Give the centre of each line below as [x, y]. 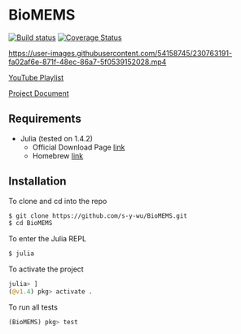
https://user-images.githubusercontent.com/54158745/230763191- [120, 53]
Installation [37, 182]
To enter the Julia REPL [48, 239]
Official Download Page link [79, 147]
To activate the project [46, 269]
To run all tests [33, 307]
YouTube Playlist [36, 77]
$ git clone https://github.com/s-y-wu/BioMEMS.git [98, 216]
